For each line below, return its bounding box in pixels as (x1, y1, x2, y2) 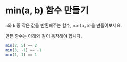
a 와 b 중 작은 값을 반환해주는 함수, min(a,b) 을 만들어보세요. (5, 22, 122, 28)
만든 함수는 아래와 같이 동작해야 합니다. (5, 33, 82, 39)
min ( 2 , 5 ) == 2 (5, 43, 37, 48)
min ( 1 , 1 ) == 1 (5, 52, 37, 57)
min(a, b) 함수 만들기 (5, 5, 89, 16)
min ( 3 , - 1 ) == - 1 (5, 47, 42, 53)
